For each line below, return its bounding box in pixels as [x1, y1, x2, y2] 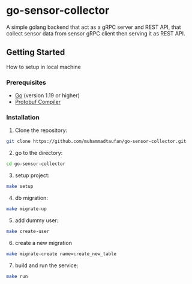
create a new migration [14, 239, 72, 246]
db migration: [14, 194, 48, 201]
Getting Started [6, 47, 65, 58]
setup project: [14, 172, 50, 179]
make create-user [6, 228, 50, 234]
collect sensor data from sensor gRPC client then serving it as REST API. [6, 29, 185, 37]
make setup [6, 184, 34, 190]
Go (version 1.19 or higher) [14, 92, 80, 99]
